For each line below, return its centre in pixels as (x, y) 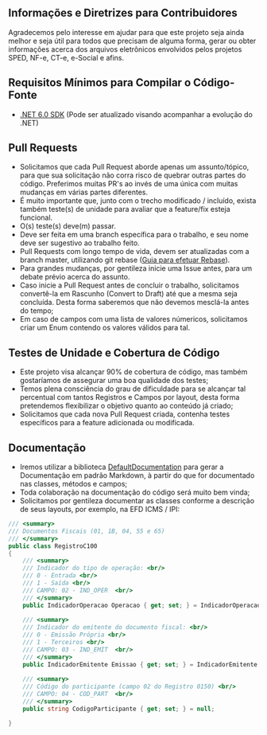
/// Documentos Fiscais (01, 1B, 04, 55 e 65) (87, 531)
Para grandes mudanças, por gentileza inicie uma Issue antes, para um (136, 268)
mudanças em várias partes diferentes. (84, 192)
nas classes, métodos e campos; (74, 484)
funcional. (36, 217)
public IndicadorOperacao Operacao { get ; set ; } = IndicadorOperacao (142, 605)
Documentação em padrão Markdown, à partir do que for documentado (137, 475)
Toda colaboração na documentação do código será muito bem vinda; (135, 492)
